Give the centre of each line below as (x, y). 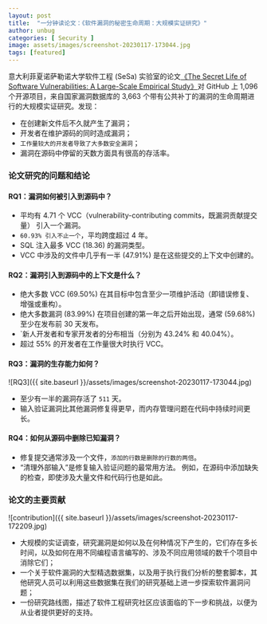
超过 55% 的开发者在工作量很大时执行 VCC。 (94, 344)
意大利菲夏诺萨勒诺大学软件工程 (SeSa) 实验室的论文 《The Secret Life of (128, 76)
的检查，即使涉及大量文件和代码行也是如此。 (93, 477)
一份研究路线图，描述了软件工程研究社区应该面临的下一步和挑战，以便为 (138, 602)
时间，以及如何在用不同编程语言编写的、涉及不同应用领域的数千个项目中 (138, 553)
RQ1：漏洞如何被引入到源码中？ (61, 196)
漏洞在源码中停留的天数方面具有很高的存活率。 (96, 153)
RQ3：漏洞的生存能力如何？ (54, 363)
